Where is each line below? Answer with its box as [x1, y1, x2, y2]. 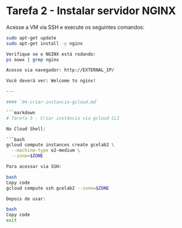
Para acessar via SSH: [6, 164, 62, 170]
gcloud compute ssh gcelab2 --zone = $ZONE [6, 185, 110, 191]
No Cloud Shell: [6, 125, 46, 132]
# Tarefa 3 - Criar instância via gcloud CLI [6, 115, 120, 121]
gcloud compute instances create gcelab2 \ [6, 142, 115, 148]
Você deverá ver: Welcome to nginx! [6, 78, 96, 84]
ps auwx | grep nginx [6, 57, 59, 62]
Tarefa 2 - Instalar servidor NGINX [6, 4, 176, 18]
